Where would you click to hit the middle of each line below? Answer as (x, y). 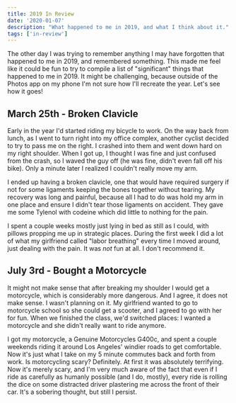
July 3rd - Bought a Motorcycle (77, 271)
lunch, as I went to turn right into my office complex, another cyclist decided (118, 138)
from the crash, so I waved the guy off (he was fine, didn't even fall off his (115, 161)
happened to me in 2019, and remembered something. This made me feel (114, 62)
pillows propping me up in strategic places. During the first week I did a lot (116, 234)
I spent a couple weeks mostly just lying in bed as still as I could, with (108, 226)
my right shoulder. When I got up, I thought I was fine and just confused (112, 154)
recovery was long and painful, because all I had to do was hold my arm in (116, 197)
